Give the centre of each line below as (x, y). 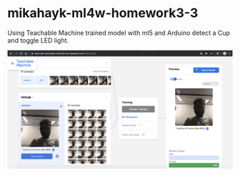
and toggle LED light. (38, 40)
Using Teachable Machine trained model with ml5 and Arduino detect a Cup (119, 33)
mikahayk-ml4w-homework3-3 (103, 13)
